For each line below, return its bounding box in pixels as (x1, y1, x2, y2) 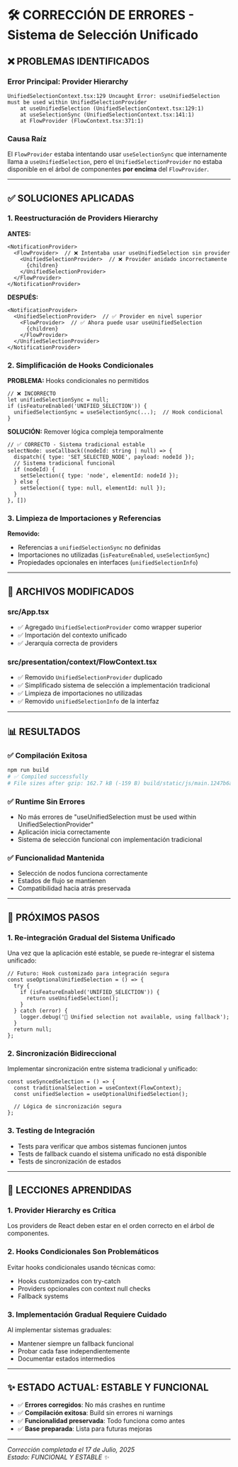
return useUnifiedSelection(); (25, 995, 119, 1002)
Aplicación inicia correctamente (17, 828, 110, 836)
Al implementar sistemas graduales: (7, 1325, 112, 1334)
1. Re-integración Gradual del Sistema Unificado (7, 932, 176, 942)
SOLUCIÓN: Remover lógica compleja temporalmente (7, 428, 164, 436)
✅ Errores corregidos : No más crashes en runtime (17, 1400, 166, 1409)
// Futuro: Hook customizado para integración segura (7, 970, 170, 978)
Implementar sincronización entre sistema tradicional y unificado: (7, 1065, 198, 1073)
